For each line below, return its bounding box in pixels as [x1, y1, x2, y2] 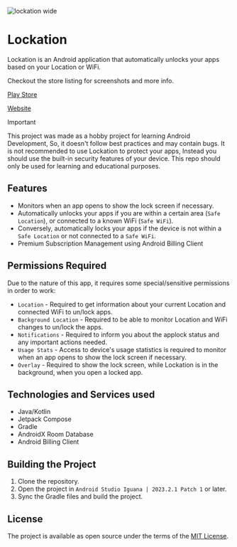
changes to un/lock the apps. [17, 322, 104, 331]
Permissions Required [7, 260, 107, 272]
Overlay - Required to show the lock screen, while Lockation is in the [17, 360, 219, 369]
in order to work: [7, 286, 56, 294]
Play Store [7, 90, 38, 99]
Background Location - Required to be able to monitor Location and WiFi [17, 315, 228, 324]
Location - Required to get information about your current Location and [17, 299, 226, 309]
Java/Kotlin [17, 408, 51, 416]
